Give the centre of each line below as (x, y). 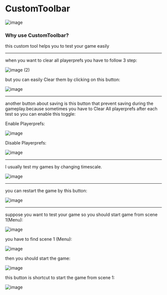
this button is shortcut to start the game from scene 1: (60, 278)
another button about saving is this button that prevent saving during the (79, 104)
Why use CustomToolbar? (37, 35)
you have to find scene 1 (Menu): (39, 239)
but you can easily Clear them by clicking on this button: (63, 79)
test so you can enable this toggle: (41, 114)
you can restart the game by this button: (46, 191)
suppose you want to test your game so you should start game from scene (82, 215)
